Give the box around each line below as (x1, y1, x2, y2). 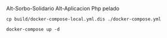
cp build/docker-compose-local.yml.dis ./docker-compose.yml (6, 16, 162, 22)
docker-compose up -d (6, 26, 60, 32)
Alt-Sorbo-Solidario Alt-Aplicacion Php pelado (6, 5, 120, 12)
